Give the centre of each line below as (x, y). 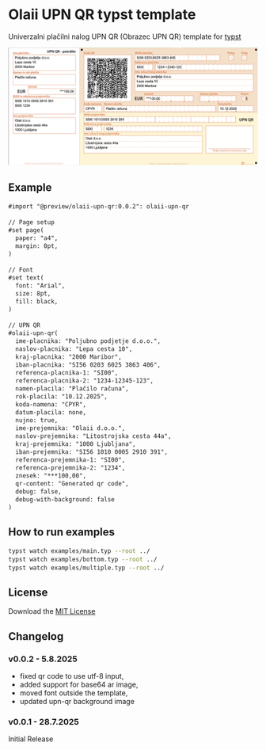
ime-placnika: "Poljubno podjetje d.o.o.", (88, 341)
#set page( (26, 230)
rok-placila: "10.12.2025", (62, 397)
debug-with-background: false (65, 500)
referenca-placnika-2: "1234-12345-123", (85, 381)
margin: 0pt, (37, 246)
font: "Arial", (40, 286)
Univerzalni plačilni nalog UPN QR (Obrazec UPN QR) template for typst (125, 36)
